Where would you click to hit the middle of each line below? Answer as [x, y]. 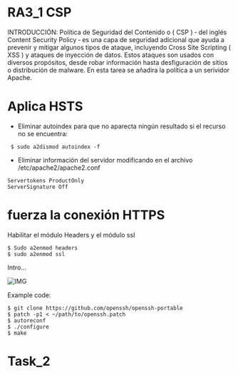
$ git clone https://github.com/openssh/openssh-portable [95, 308]
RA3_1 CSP [40, 12]
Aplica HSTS [45, 107]
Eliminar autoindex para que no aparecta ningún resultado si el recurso [121, 126]
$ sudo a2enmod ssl [36, 254]
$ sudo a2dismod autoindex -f [55, 147]
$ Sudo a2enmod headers [43, 248]
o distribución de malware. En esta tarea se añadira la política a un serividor [119, 70]
